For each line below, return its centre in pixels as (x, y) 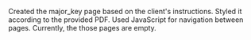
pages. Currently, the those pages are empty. (82, 28)
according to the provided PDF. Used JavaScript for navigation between (126, 20)
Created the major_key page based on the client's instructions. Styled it (125, 11)
